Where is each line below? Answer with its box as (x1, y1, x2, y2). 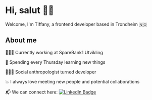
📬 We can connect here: (5, 89, 58, 95)
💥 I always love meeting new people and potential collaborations (5, 78, 140, 84)
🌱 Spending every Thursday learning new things (5, 59, 106, 65)
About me (5, 36, 37, 45)
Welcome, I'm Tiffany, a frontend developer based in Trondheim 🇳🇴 (5, 21, 147, 27)
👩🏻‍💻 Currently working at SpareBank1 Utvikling (5, 49, 104, 55)
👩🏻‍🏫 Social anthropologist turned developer (5, 69, 96, 75)
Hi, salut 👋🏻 (5, 5, 55, 16)
